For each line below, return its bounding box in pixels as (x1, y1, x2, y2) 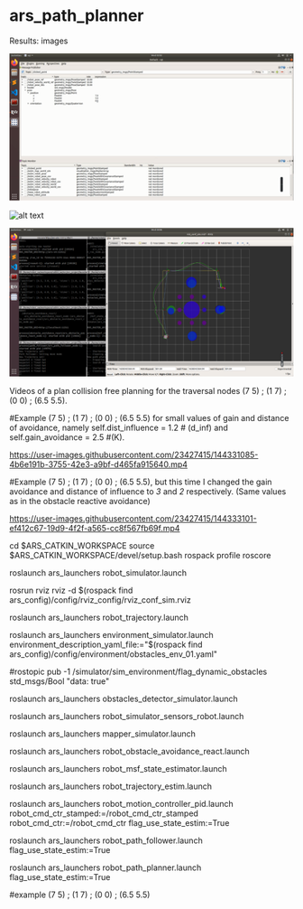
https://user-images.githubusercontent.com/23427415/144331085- (9, 449, 259, 461)
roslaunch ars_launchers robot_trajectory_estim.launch (9, 781, 213, 792)
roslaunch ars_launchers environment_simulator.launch (9, 630, 214, 641)
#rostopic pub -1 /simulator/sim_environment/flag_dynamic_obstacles (9, 666, 268, 678)
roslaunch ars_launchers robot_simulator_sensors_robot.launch (9, 711, 244, 722)
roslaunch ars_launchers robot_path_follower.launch (9, 835, 203, 846)
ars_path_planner (9, 5, 144, 26)
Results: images (9, 35, 69, 46)
